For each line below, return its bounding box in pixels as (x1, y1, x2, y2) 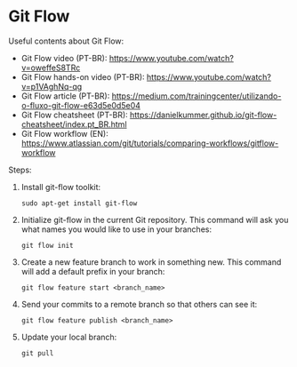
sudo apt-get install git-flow (20, 198, 138, 208)
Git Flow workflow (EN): (20, 128, 108, 139)
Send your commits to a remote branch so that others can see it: (20, 299, 258, 309)
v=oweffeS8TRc (20, 62, 81, 73)
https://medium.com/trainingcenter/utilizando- (111, 91, 282, 101)
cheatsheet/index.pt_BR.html (20, 118, 127, 130)
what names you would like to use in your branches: (20, 224, 213, 235)
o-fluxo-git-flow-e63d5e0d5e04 (20, 100, 141, 110)
